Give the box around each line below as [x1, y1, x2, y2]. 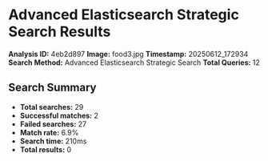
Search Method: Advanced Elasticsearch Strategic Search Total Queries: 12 [8, 58, 260, 67]
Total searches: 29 [19, 102, 84, 111]
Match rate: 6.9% [19, 127, 79, 137]
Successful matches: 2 [19, 111, 98, 120]
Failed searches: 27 [19, 119, 86, 129]
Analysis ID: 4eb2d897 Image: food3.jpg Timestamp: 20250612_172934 [8, 49, 249, 58]
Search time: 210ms [19, 136, 87, 146]
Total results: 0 [19, 144, 72, 154]
